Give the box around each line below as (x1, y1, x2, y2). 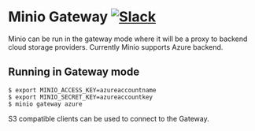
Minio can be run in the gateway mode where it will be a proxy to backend (8, 34, 248, 43)
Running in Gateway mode (8, 65, 140, 79)
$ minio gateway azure (8, 99, 83, 108)
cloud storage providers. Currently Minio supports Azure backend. (8, 42, 224, 51)
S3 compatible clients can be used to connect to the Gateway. (8, 114, 210, 123)
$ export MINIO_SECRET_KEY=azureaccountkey (8, 93, 153, 101)
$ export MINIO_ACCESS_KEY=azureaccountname (8, 86, 157, 94)
